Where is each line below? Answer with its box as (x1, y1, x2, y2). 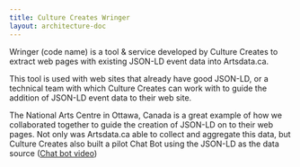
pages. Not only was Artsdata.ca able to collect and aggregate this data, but (9, 128, 291, 139)
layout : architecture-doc (9, 22, 106, 31)
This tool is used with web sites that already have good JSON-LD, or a (9, 73, 269, 83)
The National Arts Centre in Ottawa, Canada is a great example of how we (9, 110, 283, 120)
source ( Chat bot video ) (9, 147, 98, 158)
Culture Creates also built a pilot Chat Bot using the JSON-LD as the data (9, 138, 280, 149)
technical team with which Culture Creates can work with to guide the (9, 83, 268, 93)
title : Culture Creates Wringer (9, 13, 130, 22)
